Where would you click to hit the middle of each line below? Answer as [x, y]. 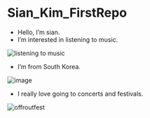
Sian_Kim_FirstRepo [67, 13]
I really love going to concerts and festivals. [80, 94]
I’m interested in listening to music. [68, 39]
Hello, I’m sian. [39, 32]
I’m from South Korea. [49, 66]
